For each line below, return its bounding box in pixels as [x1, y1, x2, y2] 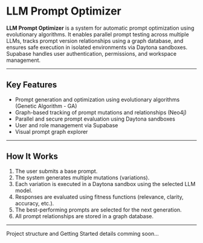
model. [14, 187, 33, 194]
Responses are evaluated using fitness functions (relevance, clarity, [14, 193, 184, 201]
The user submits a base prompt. [14, 167, 98, 175]
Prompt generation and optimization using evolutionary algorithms [14, 96, 180, 103]
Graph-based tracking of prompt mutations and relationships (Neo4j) [14, 108, 187, 116]
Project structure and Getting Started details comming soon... [6, 230, 159, 237]
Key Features [6, 80, 57, 90]
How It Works [6, 151, 59, 162]
